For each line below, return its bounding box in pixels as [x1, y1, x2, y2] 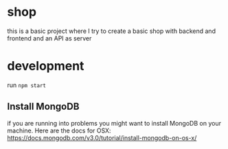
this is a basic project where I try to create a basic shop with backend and [7, 27, 216, 35]
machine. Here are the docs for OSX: [7, 126, 111, 135]
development [7, 58, 84, 74]
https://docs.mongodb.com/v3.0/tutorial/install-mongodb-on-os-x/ [7, 133, 197, 141]
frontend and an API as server [7, 34, 92, 42]
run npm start [7, 80, 47, 89]
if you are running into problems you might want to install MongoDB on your [7, 119, 222, 127]
